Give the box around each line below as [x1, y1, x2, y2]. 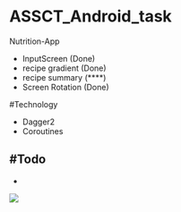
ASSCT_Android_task [9, 6, 172, 27]
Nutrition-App [9, 36, 60, 47]
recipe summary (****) [22, 72, 107, 82]
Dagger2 [22, 116, 56, 127]
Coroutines [22, 125, 64, 136]
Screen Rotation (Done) [22, 81, 109, 92]
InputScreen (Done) [22, 53, 96, 64]
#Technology [9, 98, 58, 109]
